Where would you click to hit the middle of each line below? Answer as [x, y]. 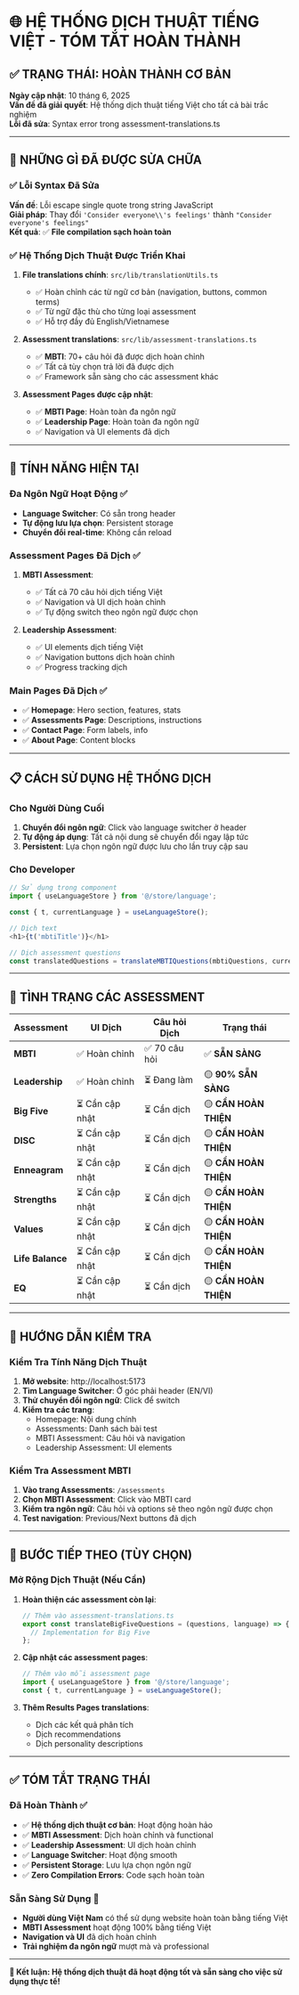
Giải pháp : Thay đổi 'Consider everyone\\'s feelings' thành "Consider [141, 214]
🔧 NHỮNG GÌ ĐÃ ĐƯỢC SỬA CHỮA [105, 160]
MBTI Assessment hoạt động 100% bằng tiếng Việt [117, 1927]
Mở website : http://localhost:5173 [84, 1381]
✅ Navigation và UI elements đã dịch [103, 431]
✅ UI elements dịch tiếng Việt [89, 647]
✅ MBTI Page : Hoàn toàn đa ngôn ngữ [105, 411]
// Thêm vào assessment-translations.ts [98, 1616]
